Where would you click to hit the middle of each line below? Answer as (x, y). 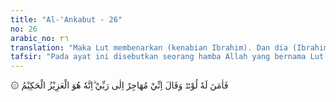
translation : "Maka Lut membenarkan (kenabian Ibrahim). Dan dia (149, 47)
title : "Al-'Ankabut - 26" (66, 19)
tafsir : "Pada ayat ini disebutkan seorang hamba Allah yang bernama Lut (167, 57)
